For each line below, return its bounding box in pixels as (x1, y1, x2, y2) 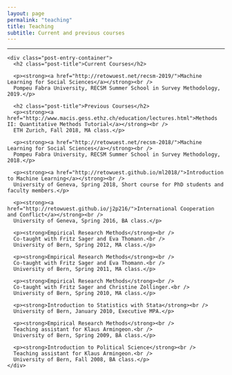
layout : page (7, 10, 45, 17)
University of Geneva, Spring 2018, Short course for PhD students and (13, 181, 224, 188)
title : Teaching (7, 23, 54, 30)
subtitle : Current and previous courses (7, 29, 126, 37)
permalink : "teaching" (7, 17, 72, 23)
